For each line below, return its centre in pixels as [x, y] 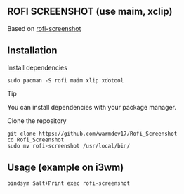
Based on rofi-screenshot [44, 28]
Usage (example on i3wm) [66, 168]
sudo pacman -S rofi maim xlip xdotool [66, 80]
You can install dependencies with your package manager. [92, 107]
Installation [32, 51]
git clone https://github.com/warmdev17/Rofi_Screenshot [92, 134]
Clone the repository [37, 121]
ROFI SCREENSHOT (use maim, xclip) [90, 12]
